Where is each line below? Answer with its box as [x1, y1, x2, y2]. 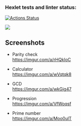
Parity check [12, 51, 38, 57]
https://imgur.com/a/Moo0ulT [12, 116, 72, 122]
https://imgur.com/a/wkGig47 [12, 86, 72, 92]
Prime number [12, 110, 41, 116]
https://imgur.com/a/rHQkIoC [12, 57, 71, 63]
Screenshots [5, 38, 45, 47]
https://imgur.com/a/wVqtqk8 [12, 72, 72, 77]
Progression [12, 96, 37, 101]
